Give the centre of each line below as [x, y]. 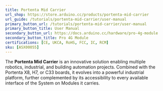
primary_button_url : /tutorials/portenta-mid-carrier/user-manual [76, 24]
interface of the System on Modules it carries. [53, 83]
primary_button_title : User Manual [42, 29]
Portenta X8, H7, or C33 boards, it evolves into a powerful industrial [75, 72]
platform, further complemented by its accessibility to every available [77, 77]
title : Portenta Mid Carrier [36, 10]
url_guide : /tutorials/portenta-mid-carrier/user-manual [66, 19]
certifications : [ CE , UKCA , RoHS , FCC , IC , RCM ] [57, 43]
